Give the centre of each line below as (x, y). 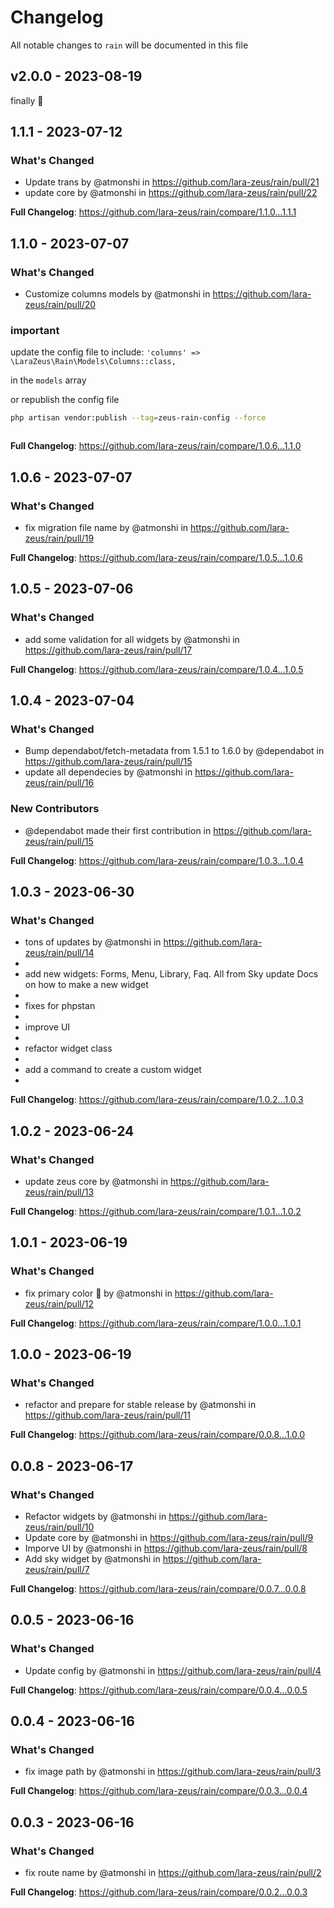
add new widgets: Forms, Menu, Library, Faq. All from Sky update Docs (171, 974)
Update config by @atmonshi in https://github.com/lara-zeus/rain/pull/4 (173, 1670)
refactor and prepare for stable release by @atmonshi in (140, 1405)
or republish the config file (65, 400)
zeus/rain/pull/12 (59, 1303)
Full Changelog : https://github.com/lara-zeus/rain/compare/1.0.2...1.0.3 (157, 1100)
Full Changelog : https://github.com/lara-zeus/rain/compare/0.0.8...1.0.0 (158, 1435)
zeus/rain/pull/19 (59, 538)
